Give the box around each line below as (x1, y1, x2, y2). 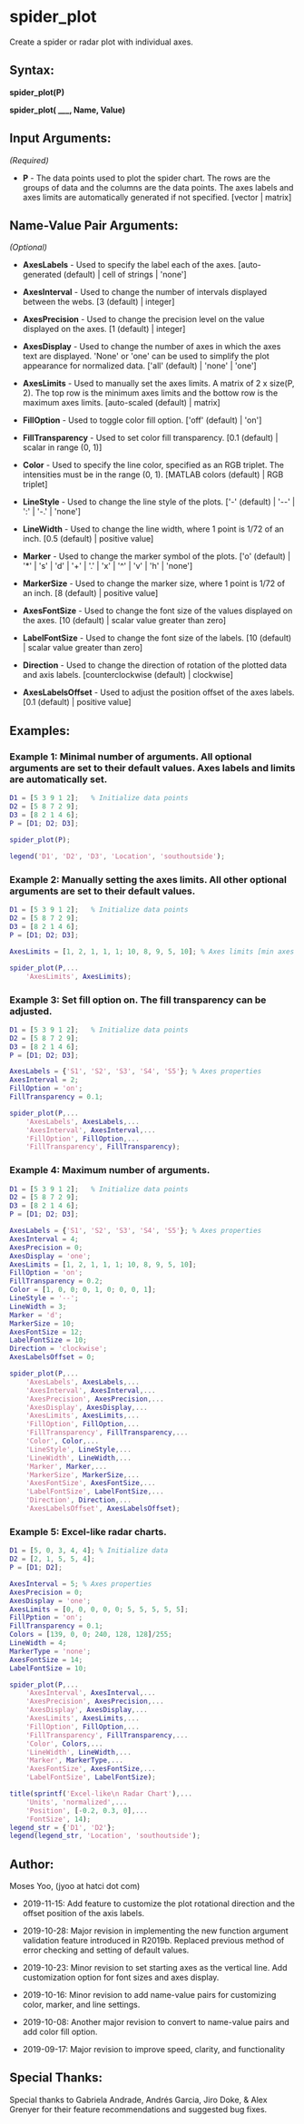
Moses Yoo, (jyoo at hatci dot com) (9, 1881, 141, 1892)
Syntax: (9, 63, 54, 78)
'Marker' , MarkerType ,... (25, 1756, 124, 1766)
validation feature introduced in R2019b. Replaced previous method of (22, 1935, 285, 1946)
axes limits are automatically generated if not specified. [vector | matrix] (22, 191, 292, 202)
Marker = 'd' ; (9, 1310, 64, 1319)
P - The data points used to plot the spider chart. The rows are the (22, 172, 270, 183)
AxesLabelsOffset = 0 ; (9, 1353, 95, 1362)
